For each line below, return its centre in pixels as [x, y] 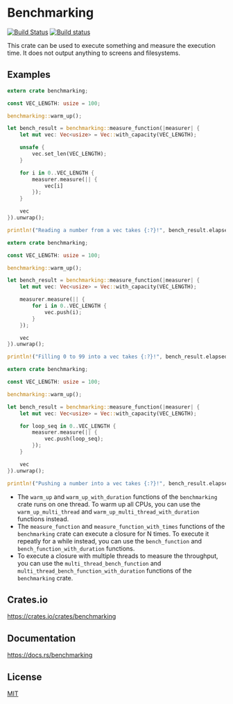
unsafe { [32, 147]
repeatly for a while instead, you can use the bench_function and [110, 541]
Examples [29, 75]
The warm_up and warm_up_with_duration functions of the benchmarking [117, 497]
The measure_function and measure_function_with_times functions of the [121, 526]
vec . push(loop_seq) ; [74, 439]
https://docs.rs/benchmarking [50, 655]
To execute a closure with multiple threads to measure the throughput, [118, 556]
